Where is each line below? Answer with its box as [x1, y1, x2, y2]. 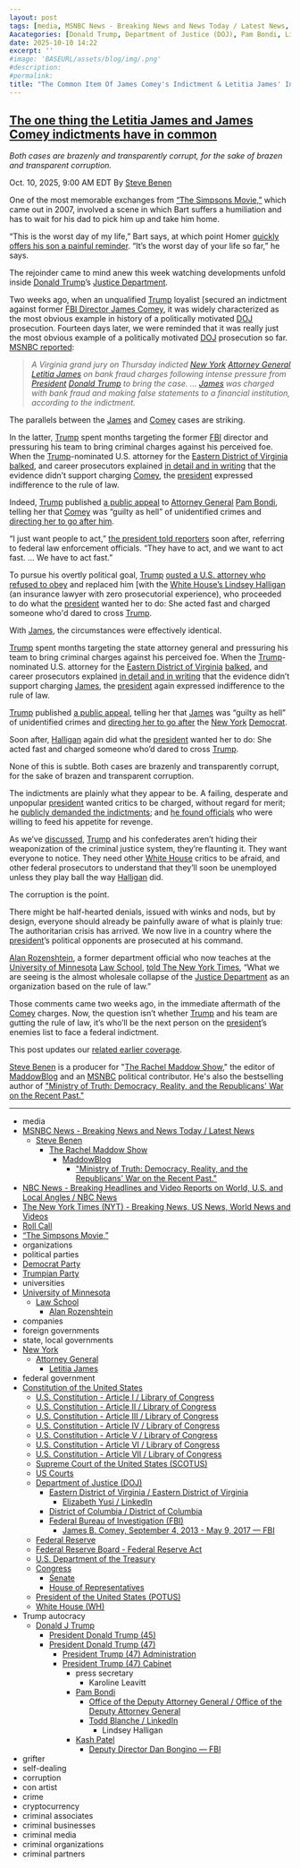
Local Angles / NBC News [21, 1192, 118, 1203]
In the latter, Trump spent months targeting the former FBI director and [9, 432, 269, 443]
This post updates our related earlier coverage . [9, 1044, 183, 1055]
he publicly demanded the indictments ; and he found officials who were [9, 807, 273, 818]
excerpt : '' [9, 47, 54, 56]
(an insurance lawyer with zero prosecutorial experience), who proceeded [9, 588, 282, 600]
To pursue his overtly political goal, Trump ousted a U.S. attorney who [9, 570, 266, 580]
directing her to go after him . [9, 516, 114, 527]
